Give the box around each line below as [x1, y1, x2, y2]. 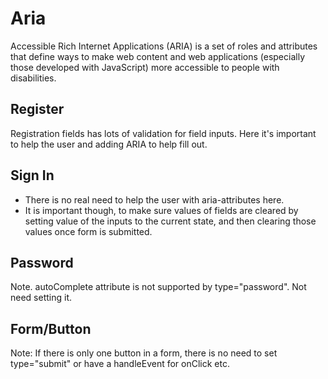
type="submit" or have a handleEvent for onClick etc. [10, 358, 231, 370]
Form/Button [10, 320, 92, 337]
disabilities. [10, 72, 57, 84]
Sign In [10, 167, 55, 184]
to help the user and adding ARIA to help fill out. [10, 138, 208, 150]
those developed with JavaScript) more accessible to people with [10, 61, 280, 73]
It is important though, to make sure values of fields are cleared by [24, 204, 299, 216]
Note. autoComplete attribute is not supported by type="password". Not [10, 281, 307, 293]
